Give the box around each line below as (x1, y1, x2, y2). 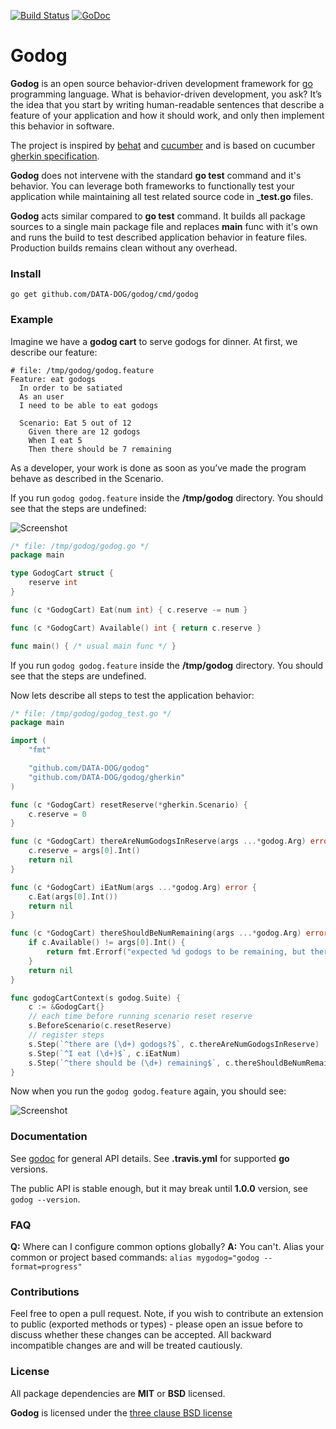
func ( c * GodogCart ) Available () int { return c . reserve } (10, 623, 262, 633)
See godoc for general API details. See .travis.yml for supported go (10, 1152, 290, 1164)
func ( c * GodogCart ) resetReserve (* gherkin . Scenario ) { (10, 800, 248, 810)
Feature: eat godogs (10, 374, 97, 384)
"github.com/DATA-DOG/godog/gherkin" (28, 772, 186, 782)
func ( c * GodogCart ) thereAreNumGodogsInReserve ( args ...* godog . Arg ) (10, 836, 307, 847)
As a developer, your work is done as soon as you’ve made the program (10, 461, 307, 474)
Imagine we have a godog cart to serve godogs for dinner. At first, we (10, 335, 298, 347)
